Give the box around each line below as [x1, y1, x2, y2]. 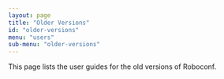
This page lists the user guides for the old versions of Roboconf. [8, 62, 217, 71]
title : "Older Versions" [8, 19, 90, 27]
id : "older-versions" [8, 26, 80, 34]
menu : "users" [8, 33, 55, 41]
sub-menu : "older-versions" [8, 41, 101, 48]
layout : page [8, 11, 51, 20]
